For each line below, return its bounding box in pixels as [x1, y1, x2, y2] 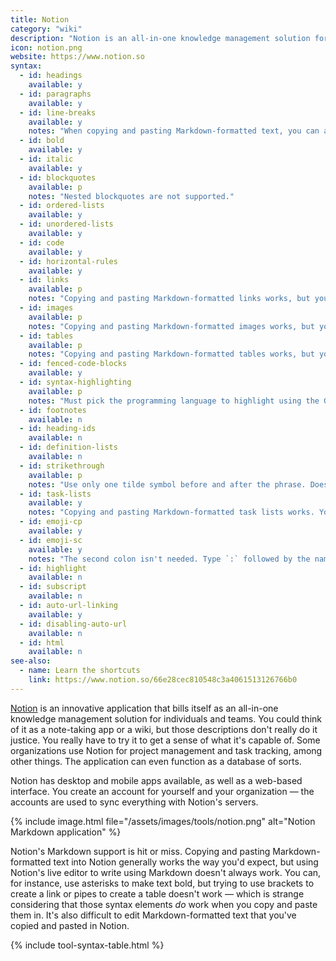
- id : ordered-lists [19, 201, 105, 211]
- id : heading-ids [19, 424, 97, 434]
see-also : [10, 656, 52, 666]
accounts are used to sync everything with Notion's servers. [10, 796, 259, 808]
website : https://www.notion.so [10, 52, 145, 62]
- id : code [19, 237, 65, 248]
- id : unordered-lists [19, 219, 114, 230]
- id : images [19, 303, 74, 313]
